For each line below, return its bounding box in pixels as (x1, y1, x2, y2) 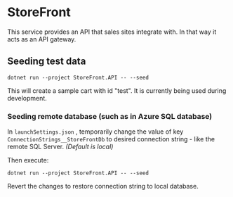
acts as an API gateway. (7, 34, 76, 43)
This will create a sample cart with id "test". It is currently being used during (7, 86, 227, 95)
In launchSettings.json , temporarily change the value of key (7, 127, 184, 136)
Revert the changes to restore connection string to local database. (7, 182, 199, 191)
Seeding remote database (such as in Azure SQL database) (7, 111, 213, 121)
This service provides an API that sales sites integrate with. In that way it (7, 27, 217, 36)
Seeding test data (7, 56, 86, 68)
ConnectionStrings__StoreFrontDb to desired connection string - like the (7, 135, 215, 144)
